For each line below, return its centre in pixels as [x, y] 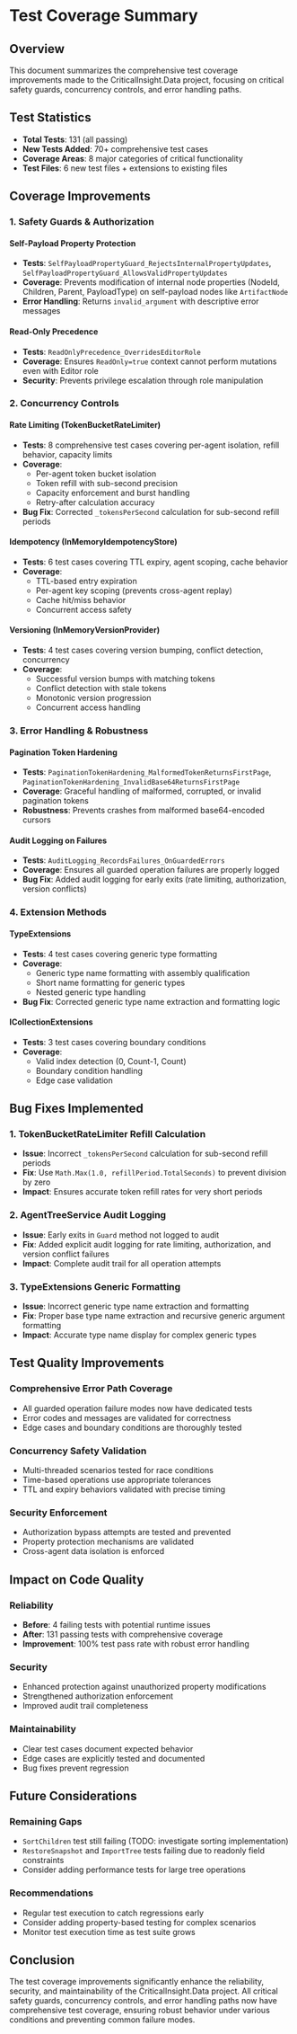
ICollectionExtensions [51, 1022]
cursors [36, 820]
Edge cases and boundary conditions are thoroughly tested [132, 1427]
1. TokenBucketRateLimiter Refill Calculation [108, 1134]
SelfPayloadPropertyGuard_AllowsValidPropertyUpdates [125, 274]
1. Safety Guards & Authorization [82, 222]
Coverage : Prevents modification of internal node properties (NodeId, [151, 282]
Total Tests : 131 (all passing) [75, 139]
